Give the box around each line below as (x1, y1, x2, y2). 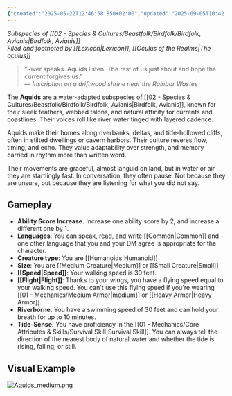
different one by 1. (17, 225, 69, 233)
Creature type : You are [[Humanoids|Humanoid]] (17, 254, 158, 262)
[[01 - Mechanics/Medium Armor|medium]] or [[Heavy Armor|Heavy (17, 291, 213, 299)
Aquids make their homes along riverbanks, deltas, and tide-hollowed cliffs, (7, 128, 223, 137)
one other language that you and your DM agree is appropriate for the (17, 239, 217, 248)
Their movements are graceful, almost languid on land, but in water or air (7, 164, 215, 172)
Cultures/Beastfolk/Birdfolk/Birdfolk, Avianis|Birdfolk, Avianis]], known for (7, 100, 216, 108)
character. (17, 247, 47, 255)
